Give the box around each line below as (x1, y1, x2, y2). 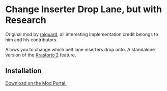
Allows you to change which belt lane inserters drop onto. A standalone (5, 46, 155, 52)
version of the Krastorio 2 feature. (5, 52, 76, 58)
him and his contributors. (5, 37, 58, 43)
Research (5, 14, 47, 26)
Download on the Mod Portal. (5, 80, 67, 86)
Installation (5, 67, 42, 75)
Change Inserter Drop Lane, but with (5, 4, 162, 15)
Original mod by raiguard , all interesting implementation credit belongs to (5, 31, 159, 37)
